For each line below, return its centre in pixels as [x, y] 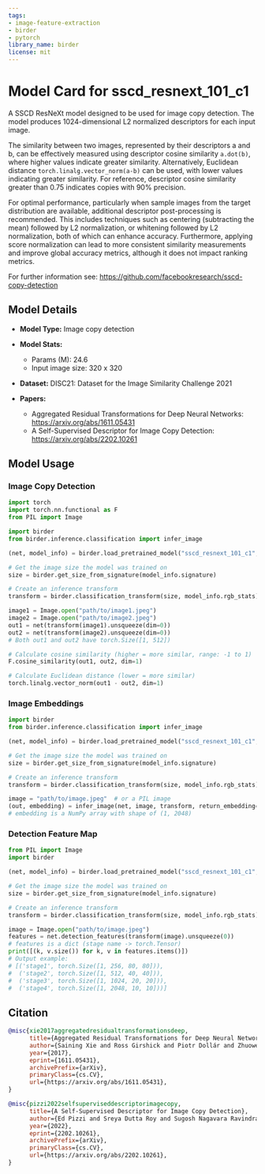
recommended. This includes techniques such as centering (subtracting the [131, 219]
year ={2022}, [50, 1126]
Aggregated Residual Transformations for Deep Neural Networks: [138, 414]
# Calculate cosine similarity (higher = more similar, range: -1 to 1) [130, 654]
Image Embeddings [46, 703]
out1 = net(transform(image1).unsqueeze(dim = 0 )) [90, 625]
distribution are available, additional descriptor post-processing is [115, 211]
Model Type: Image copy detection [77, 329]
